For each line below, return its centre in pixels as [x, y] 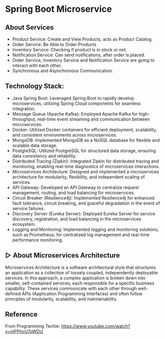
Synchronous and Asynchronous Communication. [63, 71]
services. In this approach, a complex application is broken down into [75, 278]
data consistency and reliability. [44, 156]
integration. [24, 108]
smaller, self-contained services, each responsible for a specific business [80, 283]
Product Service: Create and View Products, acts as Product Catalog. [82, 39]
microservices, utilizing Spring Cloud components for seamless [77, 103]
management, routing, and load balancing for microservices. [74, 192]
